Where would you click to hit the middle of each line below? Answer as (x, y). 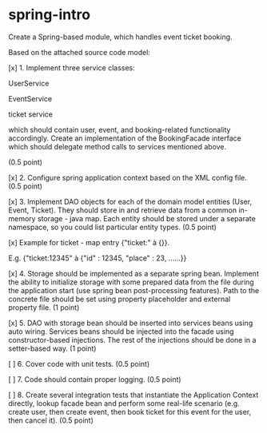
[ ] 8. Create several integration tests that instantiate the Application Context (133, 395)
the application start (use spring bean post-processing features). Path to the (134, 290)
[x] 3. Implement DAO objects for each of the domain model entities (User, (130, 201)
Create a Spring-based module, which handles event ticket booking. (121, 37)
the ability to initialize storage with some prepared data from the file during (131, 282)
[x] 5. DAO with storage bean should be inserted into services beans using (131, 323)
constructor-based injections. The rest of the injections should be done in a (132, 340)
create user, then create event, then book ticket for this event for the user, (130, 411)
